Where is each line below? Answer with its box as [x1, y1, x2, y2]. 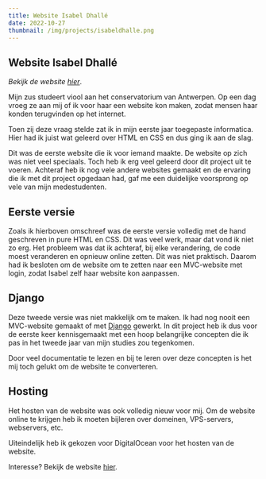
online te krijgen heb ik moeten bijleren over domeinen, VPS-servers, [8, 414, 234, 423]
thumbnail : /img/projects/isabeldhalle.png [8, 26, 155, 34]
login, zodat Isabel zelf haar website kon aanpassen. [8, 268, 180, 278]
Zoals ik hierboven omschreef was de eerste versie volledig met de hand [8, 226, 246, 235]
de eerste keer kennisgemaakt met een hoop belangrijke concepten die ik [8, 329, 249, 338]
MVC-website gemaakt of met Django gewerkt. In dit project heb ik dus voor [8, 321, 258, 330]
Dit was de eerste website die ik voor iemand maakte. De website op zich [8, 149, 248, 158]
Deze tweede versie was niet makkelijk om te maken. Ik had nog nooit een [8, 312, 250, 322]
